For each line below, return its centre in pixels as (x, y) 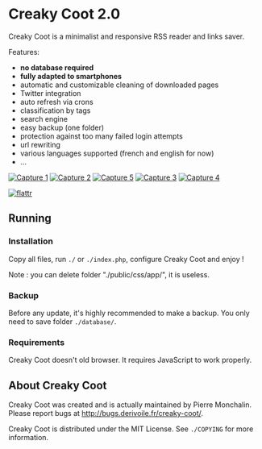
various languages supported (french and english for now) (117, 153)
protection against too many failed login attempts (101, 136)
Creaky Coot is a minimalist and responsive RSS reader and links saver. (127, 36)
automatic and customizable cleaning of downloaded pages (119, 85)
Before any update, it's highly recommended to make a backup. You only (129, 313)
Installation (31, 241)
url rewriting (40, 144)
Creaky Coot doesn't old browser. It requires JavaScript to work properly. (130, 360)
